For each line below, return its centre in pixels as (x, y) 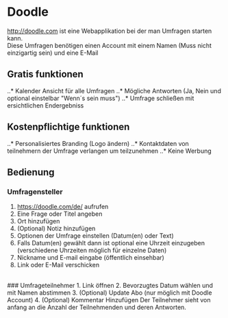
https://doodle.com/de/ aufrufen (63, 207)
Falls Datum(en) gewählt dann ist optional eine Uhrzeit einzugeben (111, 243)
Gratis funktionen (45, 74)
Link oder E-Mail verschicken (58, 265)
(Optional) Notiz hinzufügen (56, 229)
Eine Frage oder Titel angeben (60, 214)
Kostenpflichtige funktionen (68, 127)
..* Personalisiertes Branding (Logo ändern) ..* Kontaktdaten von (98, 143)
